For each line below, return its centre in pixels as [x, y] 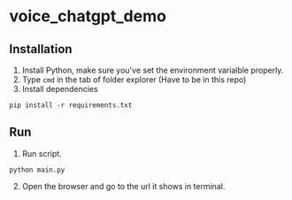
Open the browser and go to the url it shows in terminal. [123, 186]
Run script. [42, 153]
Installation [41, 49]
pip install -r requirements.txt [71, 105]
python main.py [37, 170]
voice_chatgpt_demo [88, 16]
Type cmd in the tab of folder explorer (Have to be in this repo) [134, 80]
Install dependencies [60, 89]
